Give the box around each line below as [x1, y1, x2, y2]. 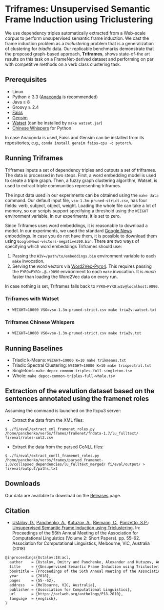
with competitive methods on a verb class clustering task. [5, 61, 121, 67]
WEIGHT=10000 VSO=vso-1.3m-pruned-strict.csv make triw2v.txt [12, 331, 142, 336]
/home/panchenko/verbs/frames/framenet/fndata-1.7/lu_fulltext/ [5, 431, 139, 436]
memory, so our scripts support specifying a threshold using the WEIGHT [5, 207, 149, 214]
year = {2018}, [9, 573, 51, 578]
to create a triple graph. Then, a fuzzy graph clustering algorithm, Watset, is [5, 178, 158, 183]
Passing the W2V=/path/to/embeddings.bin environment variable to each [12, 253, 156, 258]
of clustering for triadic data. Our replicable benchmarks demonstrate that [5, 46, 154, 51]
